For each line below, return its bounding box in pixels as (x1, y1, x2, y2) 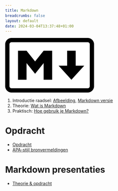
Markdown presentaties (5, 164, 105, 175)
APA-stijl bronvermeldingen (12, 147, 68, 153)
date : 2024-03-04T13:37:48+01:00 (5, 24, 74, 29)
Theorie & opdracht (12, 181, 52, 187)
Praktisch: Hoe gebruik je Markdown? (12, 108, 89, 114)
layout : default (5, 18, 39, 23)
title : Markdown (5, 8, 39, 13)
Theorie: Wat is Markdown (12, 103, 66, 109)
